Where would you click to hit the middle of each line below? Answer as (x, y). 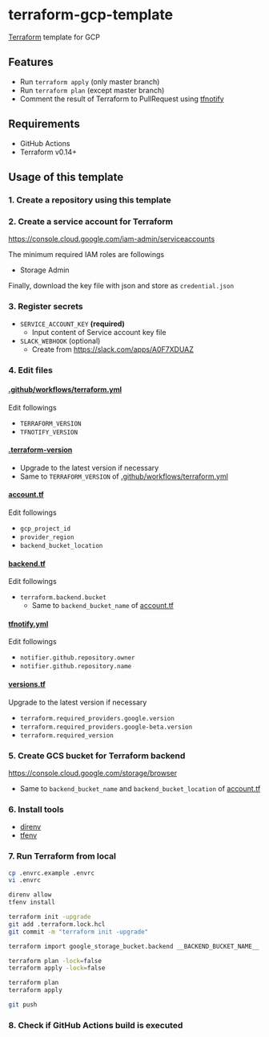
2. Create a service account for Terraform (91, 221)
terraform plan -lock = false (55, 961)
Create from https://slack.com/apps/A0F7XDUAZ (113, 349)
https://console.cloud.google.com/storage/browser (93, 773)
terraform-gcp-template (91, 15)
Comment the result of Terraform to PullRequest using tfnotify (122, 99)
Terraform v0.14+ (48, 152)
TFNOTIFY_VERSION (49, 432)
